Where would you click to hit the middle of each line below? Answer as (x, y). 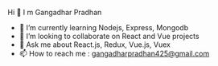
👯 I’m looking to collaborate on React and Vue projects (109, 36)
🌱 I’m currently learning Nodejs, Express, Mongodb (104, 27)
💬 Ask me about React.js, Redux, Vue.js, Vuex (95, 45)
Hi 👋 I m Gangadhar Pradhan (55, 12)
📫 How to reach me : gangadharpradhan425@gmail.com (114, 53)
